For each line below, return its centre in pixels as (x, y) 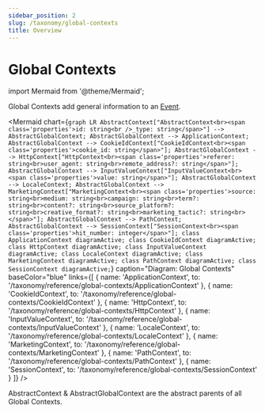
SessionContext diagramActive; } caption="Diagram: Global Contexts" (121, 269)
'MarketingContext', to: (45, 344)
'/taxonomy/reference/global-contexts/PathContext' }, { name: (110, 362)
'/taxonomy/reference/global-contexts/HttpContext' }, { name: (110, 311)
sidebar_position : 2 (42, 15)
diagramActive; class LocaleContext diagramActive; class (106, 254)
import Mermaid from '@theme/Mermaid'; (76, 91)
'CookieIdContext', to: (44, 294)
